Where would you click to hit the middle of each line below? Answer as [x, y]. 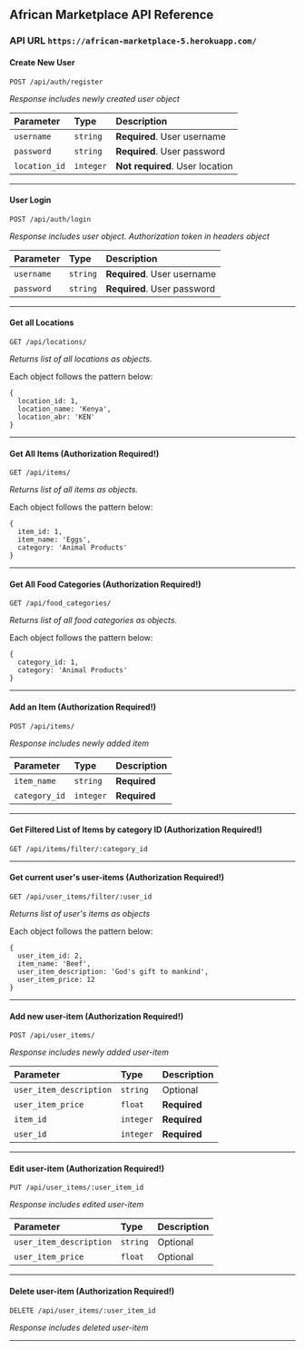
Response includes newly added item [79, 743]
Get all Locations [42, 323]
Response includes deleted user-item [79, 1327]
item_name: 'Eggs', [54, 540]
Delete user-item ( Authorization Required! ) [92, 1291]
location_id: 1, [48, 401]
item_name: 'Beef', [54, 963]
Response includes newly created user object [94, 98]
